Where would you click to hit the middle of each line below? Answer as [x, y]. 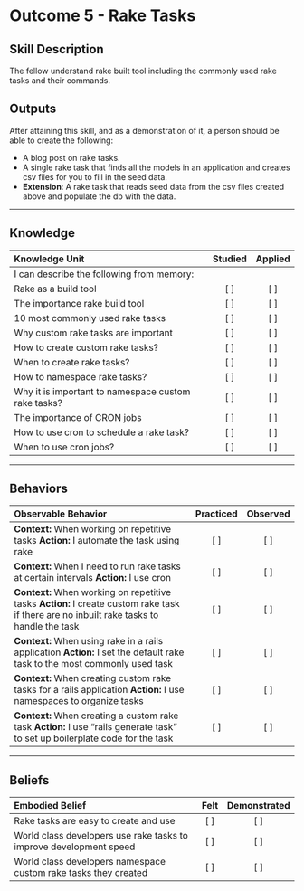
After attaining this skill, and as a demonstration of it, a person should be [144, 130]
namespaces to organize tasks [79, 701]
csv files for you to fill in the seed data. [95, 176]
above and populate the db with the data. [99, 196]
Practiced [216, 514]
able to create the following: [62, 140]
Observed [268, 514]
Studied [229, 259]
